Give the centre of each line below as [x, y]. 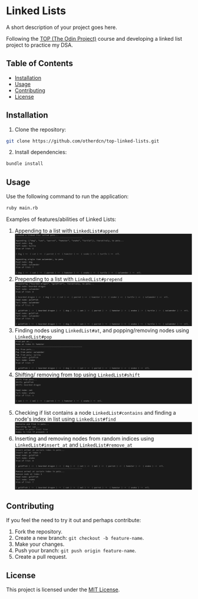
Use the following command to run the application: [67, 197]
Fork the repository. [39, 532]
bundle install [25, 164]
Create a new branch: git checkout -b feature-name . [79, 538]
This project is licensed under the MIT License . [63, 590]
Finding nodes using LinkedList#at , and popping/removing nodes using [102, 330]
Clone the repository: [40, 129]
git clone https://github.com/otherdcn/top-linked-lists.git [83, 141]
